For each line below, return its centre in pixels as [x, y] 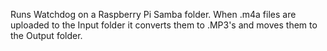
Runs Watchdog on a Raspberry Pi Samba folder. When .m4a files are [153, 14]
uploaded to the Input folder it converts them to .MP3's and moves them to [164, 25]
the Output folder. [46, 35]
